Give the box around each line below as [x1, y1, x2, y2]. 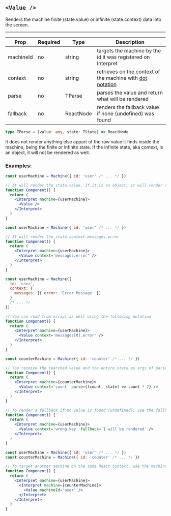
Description [115, 38, 145, 45]
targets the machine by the [97, 47, 161, 54]
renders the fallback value [97, 104, 159, 111]
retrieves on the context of [97, 68, 160, 75]
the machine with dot [97, 74, 148, 81]
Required [38, 38, 61, 45]
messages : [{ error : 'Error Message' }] [14, 291, 101, 296]
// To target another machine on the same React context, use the [5, 464, 149, 469]
